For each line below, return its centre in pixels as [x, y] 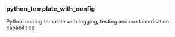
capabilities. [21, 28]
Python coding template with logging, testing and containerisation [88, 22]
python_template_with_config [51, 9]
